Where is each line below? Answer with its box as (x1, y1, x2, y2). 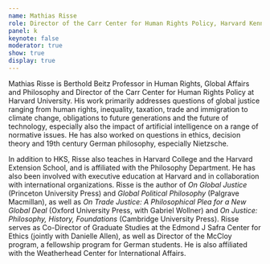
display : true (8, 57, 56, 65)
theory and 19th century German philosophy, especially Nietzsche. (8, 138, 229, 148)
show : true (8, 49, 45, 57)
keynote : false (8, 34, 59, 43)
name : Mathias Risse (8, 11, 78, 20)
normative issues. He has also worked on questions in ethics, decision (8, 130, 241, 139)
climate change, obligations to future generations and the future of (8, 113, 229, 122)
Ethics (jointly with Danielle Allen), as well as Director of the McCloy (8, 231, 232, 241)
